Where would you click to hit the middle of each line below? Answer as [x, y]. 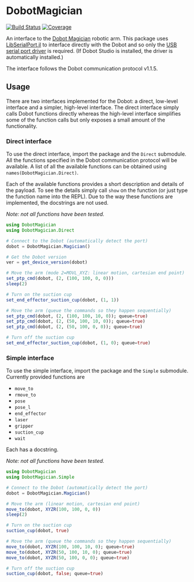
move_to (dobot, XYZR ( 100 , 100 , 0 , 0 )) [53, 509]
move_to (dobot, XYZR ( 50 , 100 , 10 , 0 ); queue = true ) [69, 552]
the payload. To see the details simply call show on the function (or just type [97, 190]
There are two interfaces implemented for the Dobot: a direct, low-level [92, 101]
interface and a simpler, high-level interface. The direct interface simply [93, 107]
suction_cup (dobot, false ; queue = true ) [55, 574]
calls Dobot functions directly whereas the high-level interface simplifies [93, 113]
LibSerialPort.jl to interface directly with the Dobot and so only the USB [92, 45]
